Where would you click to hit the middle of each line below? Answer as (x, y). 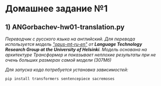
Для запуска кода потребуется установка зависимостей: (67, 70)
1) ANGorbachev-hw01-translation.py (65, 27)
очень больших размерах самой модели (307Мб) (58, 60)
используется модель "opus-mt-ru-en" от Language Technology (74, 44)
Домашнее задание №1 (57, 9)
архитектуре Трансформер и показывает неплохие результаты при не (80, 55)
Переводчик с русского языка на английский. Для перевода (70, 39)
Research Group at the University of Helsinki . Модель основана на (76, 49)
